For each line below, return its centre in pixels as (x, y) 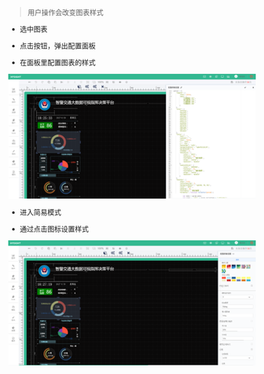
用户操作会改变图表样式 (65, 12)
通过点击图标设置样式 (54, 229)
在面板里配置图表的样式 (57, 62)
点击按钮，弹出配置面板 (57, 46)
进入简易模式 (40, 212)
